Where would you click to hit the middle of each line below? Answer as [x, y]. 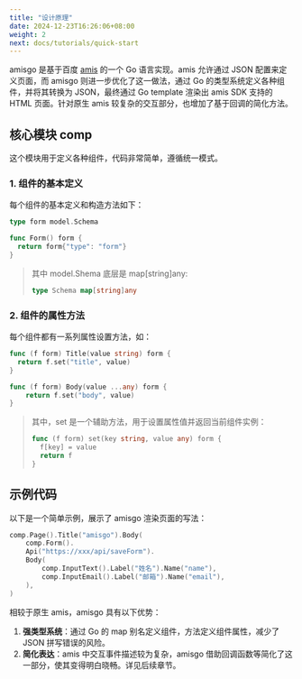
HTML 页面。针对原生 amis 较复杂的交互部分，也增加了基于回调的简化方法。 [151, 104]
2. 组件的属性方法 [47, 315]
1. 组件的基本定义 [46, 183]
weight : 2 [28, 34]
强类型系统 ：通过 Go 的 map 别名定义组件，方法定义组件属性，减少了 [151, 631]
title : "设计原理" [41, 18]
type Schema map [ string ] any [84, 290]
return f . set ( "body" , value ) [80, 395]
